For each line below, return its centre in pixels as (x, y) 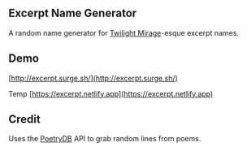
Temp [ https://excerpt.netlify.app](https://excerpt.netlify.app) (111, 93)
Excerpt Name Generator (73, 13)
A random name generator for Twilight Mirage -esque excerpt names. (124, 32)
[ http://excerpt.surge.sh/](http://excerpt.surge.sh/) (93, 78)
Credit (24, 120)
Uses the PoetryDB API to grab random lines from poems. (105, 139)
